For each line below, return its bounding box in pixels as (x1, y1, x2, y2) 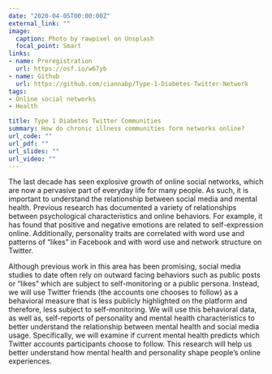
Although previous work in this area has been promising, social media (8, 261, 241, 272)
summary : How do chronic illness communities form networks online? (8, 125, 245, 133)
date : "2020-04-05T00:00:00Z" (8, 11, 111, 20)
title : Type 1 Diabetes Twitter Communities (8, 117, 162, 126)
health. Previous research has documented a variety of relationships (8, 203, 237, 213)
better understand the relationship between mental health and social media (8, 322, 260, 332)
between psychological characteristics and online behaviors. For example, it (8, 212, 263, 221)
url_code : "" (8, 132, 53, 140)
